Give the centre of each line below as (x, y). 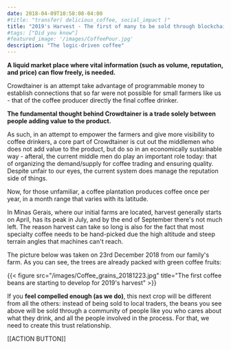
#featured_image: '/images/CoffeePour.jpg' (70, 39)
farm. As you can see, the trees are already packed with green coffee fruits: (114, 262)
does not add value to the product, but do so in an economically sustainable (114, 149)
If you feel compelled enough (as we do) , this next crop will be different (109, 296)
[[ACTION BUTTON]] (37, 339)
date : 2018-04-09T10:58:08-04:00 (55, 13)
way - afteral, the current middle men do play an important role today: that (112, 156)
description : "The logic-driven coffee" (66, 45)
